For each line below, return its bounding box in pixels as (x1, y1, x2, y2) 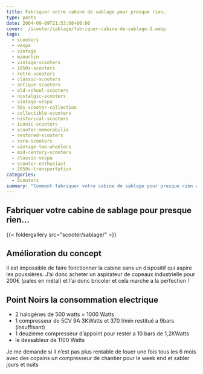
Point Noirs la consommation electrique (6, 294, 159, 305)
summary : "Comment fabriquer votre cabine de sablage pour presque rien (6, 183, 193, 189)
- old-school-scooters (11, 88, 69, 94)
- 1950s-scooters (11, 65, 56, 71)
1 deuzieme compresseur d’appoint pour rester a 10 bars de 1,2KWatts (14, 330, 189, 337)
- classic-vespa (11, 155, 53, 161)
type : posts (6, 15, 36, 21)
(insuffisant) (14, 324, 45, 331)
